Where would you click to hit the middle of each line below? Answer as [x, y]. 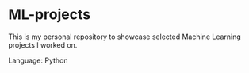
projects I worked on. [43, 44]
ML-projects [50, 15]
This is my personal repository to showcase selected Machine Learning [125, 36]
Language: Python [38, 60]
